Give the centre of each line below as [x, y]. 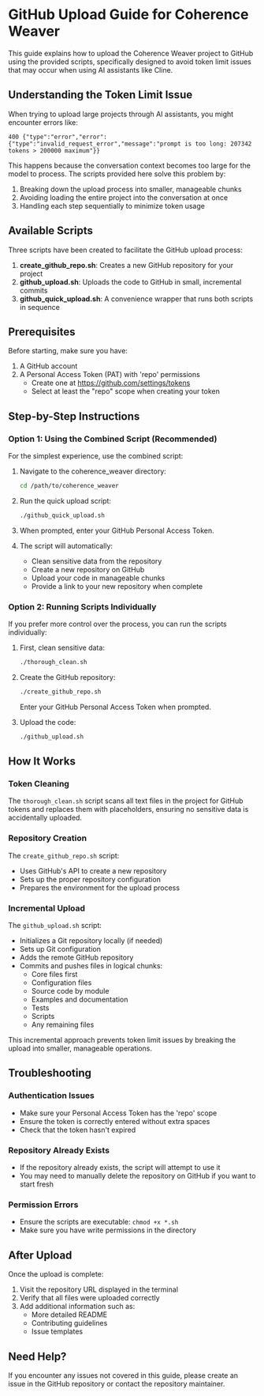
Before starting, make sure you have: [68, 351]
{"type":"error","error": [65, 137]
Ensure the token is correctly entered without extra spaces [115, 1121]
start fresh [36, 1184]
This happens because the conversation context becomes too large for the [129, 165]
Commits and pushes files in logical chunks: [91, 966]
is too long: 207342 [218, 144]
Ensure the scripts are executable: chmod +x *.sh [99, 1222]
